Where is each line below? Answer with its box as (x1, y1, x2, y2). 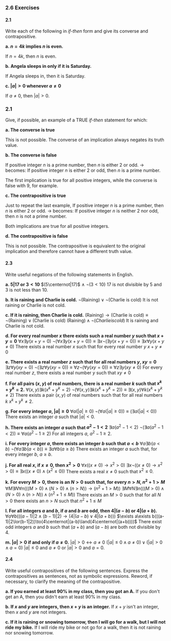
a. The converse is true (5, 127, 55, 133)
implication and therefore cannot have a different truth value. (5, 248, 133, 254)
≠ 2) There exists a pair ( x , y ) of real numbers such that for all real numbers (5, 392, 163, 398)
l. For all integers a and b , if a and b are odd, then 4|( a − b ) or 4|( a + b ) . (5, 507, 157, 514)
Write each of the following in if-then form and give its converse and (5, 28, 149, 34)
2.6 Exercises (5, 4, 40, 11)
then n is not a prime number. (5, 213, 67, 219)
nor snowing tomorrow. (5, 630, 54, 636)
